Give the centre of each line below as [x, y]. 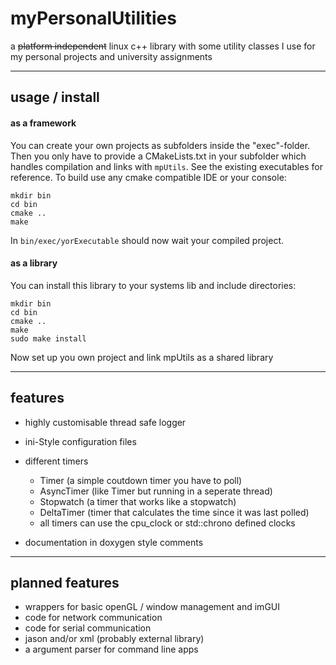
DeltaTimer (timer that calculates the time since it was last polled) [174, 512]
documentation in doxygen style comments [114, 542]
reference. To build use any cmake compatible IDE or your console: [148, 177]
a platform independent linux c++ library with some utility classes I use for [163, 46]
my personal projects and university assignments [111, 56]
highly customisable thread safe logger [105, 422]
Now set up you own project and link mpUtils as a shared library [142, 357]
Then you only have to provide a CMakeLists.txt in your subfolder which [158, 156]
